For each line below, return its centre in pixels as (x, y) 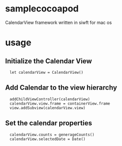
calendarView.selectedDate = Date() (48, 139)
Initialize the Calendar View (49, 61)
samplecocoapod (42, 9)
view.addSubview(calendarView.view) (48, 108)
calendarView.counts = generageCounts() (52, 135)
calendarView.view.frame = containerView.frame (60, 103)
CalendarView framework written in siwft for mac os (59, 22)
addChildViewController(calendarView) (50, 99)
